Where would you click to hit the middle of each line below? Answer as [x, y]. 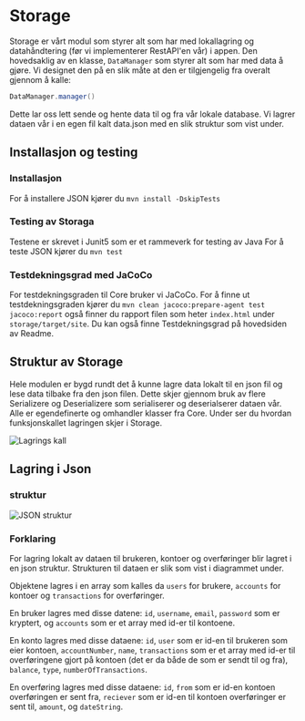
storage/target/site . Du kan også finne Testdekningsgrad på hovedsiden [148, 324]
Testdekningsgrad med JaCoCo [81, 274]
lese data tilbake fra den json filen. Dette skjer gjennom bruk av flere [137, 394]
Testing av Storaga [52, 221]
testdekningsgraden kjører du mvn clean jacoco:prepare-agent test [137, 304]
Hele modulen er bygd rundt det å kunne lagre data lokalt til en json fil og [146, 384]
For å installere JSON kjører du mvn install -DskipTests [115, 198]
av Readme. [32, 334]
